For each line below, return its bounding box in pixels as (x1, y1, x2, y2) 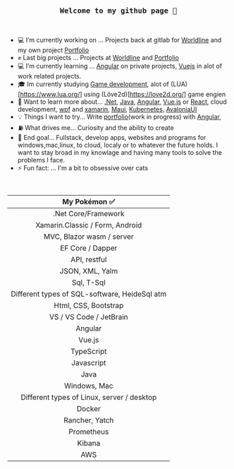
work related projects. (17, 72, 82, 81)
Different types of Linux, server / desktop (20, 393, 157, 403)
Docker (76, 404, 101, 414)
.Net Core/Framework (52, 209, 125, 219)
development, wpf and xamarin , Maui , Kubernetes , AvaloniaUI (17, 105, 197, 114)
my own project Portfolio (17, 46, 90, 54)
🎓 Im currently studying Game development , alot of (17, 80, 169, 88)
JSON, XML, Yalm (59, 266, 118, 276)
